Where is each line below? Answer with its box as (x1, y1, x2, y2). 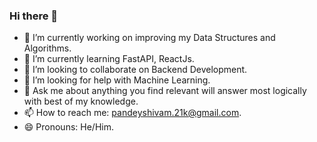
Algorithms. (23, 42, 72, 54)
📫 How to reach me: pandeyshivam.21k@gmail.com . (23, 107, 242, 119)
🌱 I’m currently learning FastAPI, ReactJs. (23, 53, 195, 65)
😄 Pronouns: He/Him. (23, 121, 114, 133)
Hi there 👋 (9, 9, 59, 23)
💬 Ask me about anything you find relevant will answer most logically (23, 85, 307, 97)
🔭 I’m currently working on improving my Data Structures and (23, 32, 276, 44)
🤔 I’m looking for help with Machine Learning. (23, 74, 211, 86)
